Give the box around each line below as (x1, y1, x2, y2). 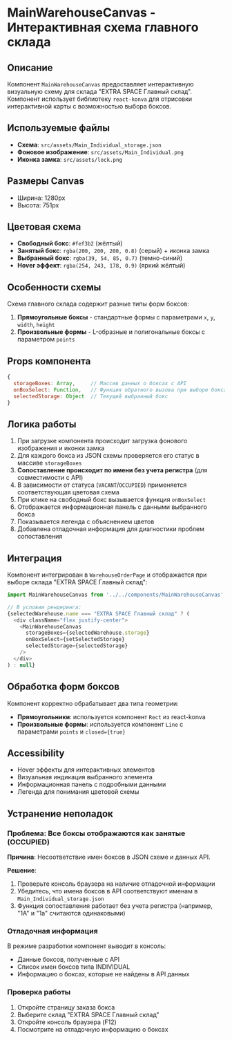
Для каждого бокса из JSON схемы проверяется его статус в (17, 452, 200, 460)
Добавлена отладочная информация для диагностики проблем (17, 525, 205, 533)
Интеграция (7, 552, 62, 564)
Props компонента (7, 355, 91, 367)
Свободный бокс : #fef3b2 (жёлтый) (17, 239, 123, 248)
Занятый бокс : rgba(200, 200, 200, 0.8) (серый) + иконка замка (17, 247, 210, 255)
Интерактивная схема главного (7, 19, 199, 35)
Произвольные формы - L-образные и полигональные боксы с (17, 328, 206, 336)
